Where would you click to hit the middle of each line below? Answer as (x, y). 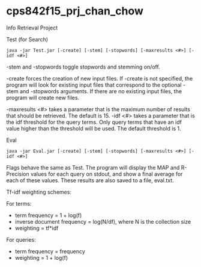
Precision (18, 174)
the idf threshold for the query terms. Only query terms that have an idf (94, 122)
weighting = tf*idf (37, 228)
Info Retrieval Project (32, 28)
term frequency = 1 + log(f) (48, 215)
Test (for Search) (27, 39)
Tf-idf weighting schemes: (39, 192)
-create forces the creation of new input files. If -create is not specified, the (100, 78)
